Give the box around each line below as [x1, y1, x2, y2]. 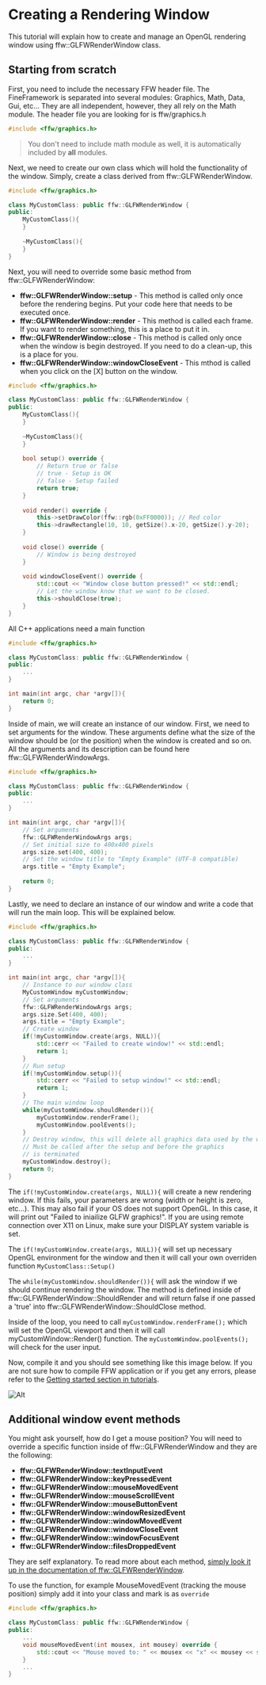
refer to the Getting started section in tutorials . [8, 1374, 160, 1384]
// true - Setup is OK [36, 470, 112, 478]
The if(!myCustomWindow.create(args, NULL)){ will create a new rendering [8, 1187, 252, 1196]
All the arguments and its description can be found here [8, 744, 190, 753]
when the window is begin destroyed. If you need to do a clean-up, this [19, 341, 253, 350]
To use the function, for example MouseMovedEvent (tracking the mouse [8, 1580, 247, 1590]
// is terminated [22, 1150, 80, 1158]
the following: [8, 1451, 53, 1460]
